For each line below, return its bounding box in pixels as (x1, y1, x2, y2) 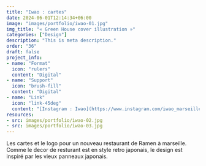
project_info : (6, 55, 43, 61)
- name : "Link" (6, 94, 45, 100)
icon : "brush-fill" (12, 83, 62, 89)
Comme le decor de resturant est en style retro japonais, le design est (6, 146, 183, 154)
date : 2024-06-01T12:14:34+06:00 (6, 15, 92, 21)
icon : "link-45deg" (12, 100, 62, 106)
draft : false (6, 49, 40, 55)
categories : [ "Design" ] (6, 32, 67, 38)
